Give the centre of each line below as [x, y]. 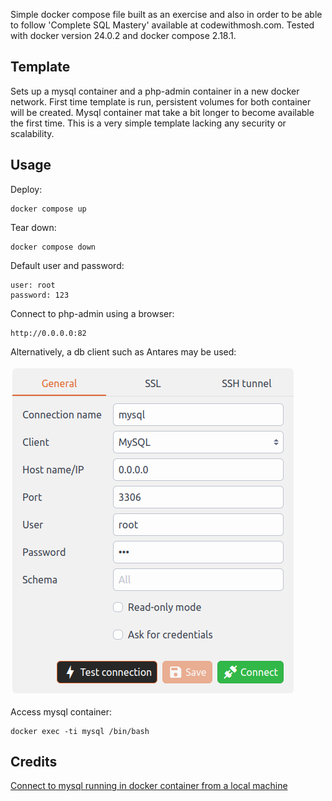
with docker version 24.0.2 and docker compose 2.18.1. [123, 35]
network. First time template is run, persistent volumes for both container [161, 101]
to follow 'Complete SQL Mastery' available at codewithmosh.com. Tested [162, 25]
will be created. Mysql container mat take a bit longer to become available [162, 112]
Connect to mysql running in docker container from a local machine [149, 786]
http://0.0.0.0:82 [48, 333]
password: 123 [40, 295]
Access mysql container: [61, 711]
